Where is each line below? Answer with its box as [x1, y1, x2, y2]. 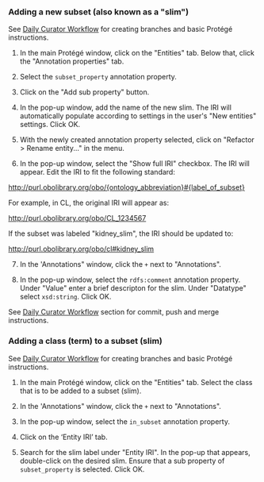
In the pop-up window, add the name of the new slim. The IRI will [19, 102, 232, 113]
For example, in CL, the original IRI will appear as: [8, 198, 170, 208]
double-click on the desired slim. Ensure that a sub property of [19, 456, 225, 465]
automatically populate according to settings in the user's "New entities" [19, 111, 257, 121]
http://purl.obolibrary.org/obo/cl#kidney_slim [8, 245, 155, 254]
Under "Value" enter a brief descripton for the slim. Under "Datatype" [19, 283, 247, 293]
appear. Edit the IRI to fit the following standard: [19, 168, 176, 177]
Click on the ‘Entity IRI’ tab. [19, 432, 109, 442]
